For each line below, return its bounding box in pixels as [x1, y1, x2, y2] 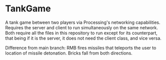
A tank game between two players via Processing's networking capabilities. [5, 19, 161, 25]
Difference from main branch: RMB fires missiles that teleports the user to [5, 45, 157, 51]
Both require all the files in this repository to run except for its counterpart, [5, 30, 158, 36]
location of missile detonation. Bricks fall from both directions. [5, 50, 133, 56]
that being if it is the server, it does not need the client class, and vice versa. [5, 35, 162, 41]
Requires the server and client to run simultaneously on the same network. [5, 24, 158, 30]
